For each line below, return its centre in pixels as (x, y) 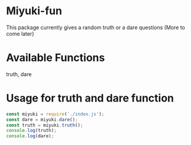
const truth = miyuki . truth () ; (45, 125)
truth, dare (19, 74)
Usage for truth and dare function (90, 98)
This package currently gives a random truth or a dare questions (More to (96, 27)
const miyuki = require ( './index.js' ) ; (55, 114)
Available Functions (56, 58)
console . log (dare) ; (30, 136)
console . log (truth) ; (32, 131)
